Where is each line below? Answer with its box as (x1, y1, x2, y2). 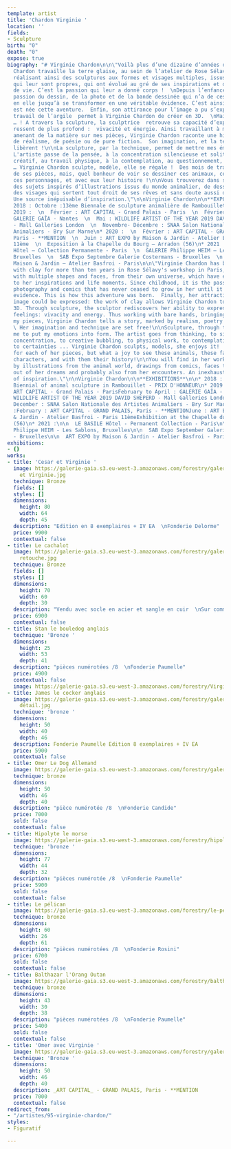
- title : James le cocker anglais (7, 689, 107, 696)
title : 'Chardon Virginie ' (7, 17, 88, 23)
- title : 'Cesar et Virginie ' (7, 459, 97, 466)
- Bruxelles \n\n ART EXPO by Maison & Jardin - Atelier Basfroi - (13, 433, 211, 440)
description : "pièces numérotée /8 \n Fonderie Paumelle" (13, 875, 184, 882)
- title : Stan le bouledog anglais (7, 625, 109, 632)
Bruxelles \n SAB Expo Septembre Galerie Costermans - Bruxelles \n (13, 254, 223, 261)
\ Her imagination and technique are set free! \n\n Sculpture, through (13, 324, 220, 331)
